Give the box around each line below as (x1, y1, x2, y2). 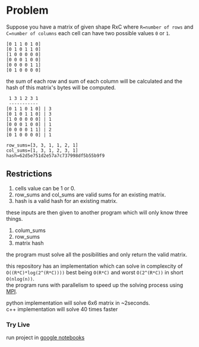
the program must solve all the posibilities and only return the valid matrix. (6, 251, 188, 258)
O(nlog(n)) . (6, 275, 34, 282)
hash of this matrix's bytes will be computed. (6, 84, 116, 91)
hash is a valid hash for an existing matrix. (14, 197, 118, 204)
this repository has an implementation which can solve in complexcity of (6, 262, 183, 270)
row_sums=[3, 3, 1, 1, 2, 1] (6, 142, 78, 148)
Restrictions (6, 169, 52, 179)
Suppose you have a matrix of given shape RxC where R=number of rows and (6, 23, 194, 30)
